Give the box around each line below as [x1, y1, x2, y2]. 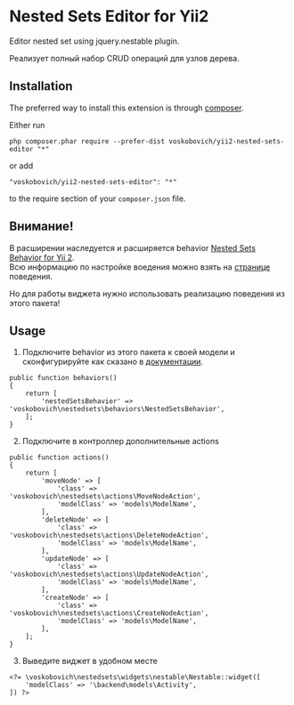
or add [9, 160, 34, 171]
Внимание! [9, 219, 74, 234]
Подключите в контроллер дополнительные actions [21, 436, 220, 447]
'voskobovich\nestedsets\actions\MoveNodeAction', [9, 492, 201, 501]
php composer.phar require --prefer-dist [9, 136, 166, 146]
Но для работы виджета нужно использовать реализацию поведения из [9, 288, 285, 299]
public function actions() [9, 453, 110, 462]
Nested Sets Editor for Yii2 [9, 6, 209, 27]
